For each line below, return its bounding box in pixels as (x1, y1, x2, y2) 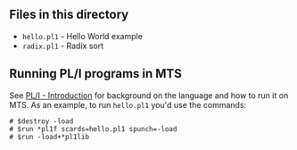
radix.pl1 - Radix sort (21, 40, 104, 51)
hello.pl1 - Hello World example (21, 30, 143, 41)
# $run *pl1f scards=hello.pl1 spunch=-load (9, 124, 177, 133)
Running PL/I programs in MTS (9, 66, 183, 81)
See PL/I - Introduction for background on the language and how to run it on (9, 89, 289, 101)
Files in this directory (9, 7, 129, 22)
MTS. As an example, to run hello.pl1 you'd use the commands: (9, 99, 247, 110)
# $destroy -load (9, 116, 74, 126)
